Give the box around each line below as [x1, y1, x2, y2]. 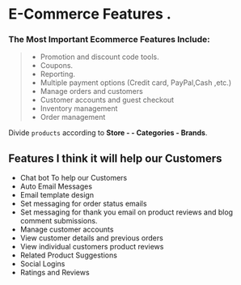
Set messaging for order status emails [19, 199, 147, 209]
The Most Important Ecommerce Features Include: [8, 34, 210, 45]
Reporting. [40, 70, 75, 79]
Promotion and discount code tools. [40, 52, 159, 62]
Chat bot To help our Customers [19, 173, 128, 183]
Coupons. [40, 61, 74, 70]
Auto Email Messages [19, 181, 93, 191]
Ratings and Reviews [19, 268, 91, 278]
